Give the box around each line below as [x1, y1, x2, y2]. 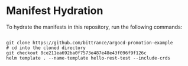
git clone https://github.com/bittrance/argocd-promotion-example [6, 40, 173, 46]
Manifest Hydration [6, 4, 103, 18]
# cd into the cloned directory [6, 45, 86, 51]
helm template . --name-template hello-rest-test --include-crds [6, 55, 170, 61]
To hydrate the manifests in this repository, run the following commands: [6, 23, 183, 30]
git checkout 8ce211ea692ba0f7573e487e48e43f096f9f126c [6, 50, 147, 56]
